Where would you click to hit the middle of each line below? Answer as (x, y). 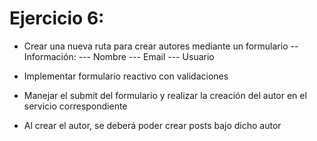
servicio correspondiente (75, 106)
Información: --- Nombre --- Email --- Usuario (119, 56)
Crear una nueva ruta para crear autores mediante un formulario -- (161, 46)
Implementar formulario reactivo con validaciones (126, 76)
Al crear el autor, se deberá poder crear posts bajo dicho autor (152, 125)
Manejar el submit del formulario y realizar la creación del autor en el (165, 95)
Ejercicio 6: (57, 18)
